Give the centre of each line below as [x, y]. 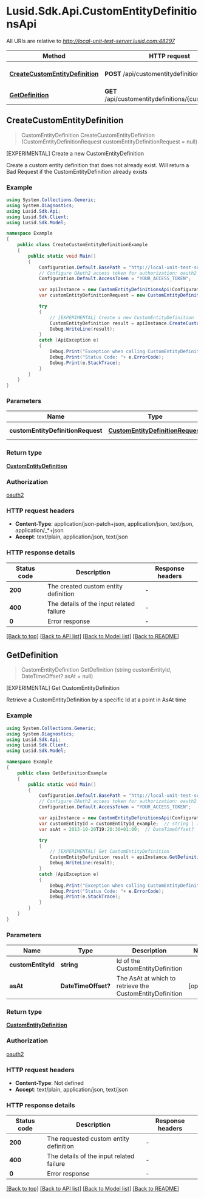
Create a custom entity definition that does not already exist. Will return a [98, 165]
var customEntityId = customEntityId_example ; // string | [116, 824]
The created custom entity [85, 586]
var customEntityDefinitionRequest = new [92, 295]
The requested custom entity [88, 1139]
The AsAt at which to [146, 979]
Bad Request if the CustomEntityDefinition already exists [77, 171]
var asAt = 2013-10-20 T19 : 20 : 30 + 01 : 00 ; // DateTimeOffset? [116, 829]
